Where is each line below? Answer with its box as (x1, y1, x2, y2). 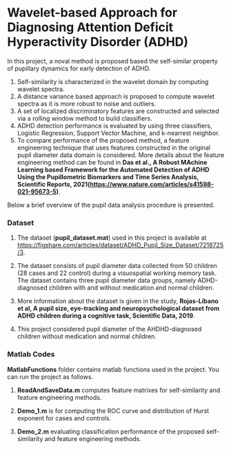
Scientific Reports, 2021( (17, 180, 90, 188)
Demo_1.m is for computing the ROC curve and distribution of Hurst (17, 407, 210, 415)
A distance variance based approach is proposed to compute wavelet (17, 92, 215, 101)
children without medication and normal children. (17, 332, 157, 340)
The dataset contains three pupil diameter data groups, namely (17, 276, 197, 285)
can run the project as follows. (7, 372, 94, 380)
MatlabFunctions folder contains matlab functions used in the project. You (7, 365, 219, 374)
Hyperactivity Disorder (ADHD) (7, 34, 188, 50)
